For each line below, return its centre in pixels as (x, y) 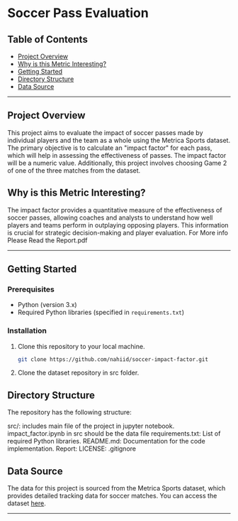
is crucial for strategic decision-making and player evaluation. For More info (118, 232)
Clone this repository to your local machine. (81, 346)
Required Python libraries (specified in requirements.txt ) (101, 312)
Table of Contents (48, 39)
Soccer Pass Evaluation (78, 13)
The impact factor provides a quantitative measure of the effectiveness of (115, 210)
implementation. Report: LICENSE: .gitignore (72, 449)
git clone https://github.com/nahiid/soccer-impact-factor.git (113, 359)
